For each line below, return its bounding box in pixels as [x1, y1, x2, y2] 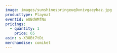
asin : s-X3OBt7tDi [5, 36, 44, 41]
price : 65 [14, 31, 35, 36]
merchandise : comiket [5, 40, 51, 45]
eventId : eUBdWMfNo [5, 17, 47, 22]
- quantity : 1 [10, 26, 40, 31]
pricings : [5, 21, 26, 27]
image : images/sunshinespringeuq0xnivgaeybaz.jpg [5, 7, 112, 13]
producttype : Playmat [5, 12, 51, 17]
